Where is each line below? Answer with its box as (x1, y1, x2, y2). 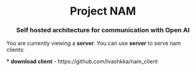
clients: (6, 46, 25, 53)
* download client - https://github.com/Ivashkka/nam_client (6, 58, 158, 65)
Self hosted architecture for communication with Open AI (16, 26, 190, 35)
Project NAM (70, 4, 136, 18)
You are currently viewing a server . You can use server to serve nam (6, 39, 181, 47)
